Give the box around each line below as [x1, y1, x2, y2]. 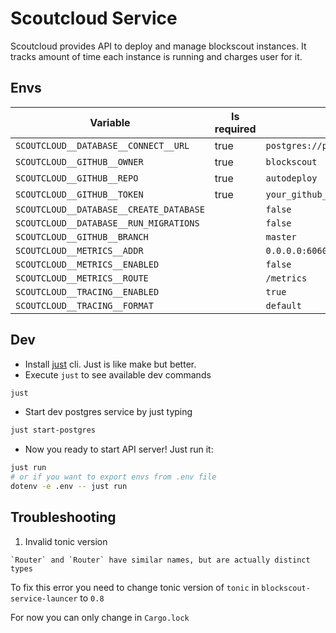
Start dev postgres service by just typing [24, 406, 193, 418]
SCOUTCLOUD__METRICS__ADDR [15, 245, 144, 256]
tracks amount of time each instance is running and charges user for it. [10, 50, 303, 62]
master [265, 231, 297, 242]
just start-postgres [10, 425, 97, 436]
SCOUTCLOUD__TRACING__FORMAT [15, 300, 154, 311]
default [265, 300, 302, 311]
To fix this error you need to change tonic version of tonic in [10, 581, 260, 593]
